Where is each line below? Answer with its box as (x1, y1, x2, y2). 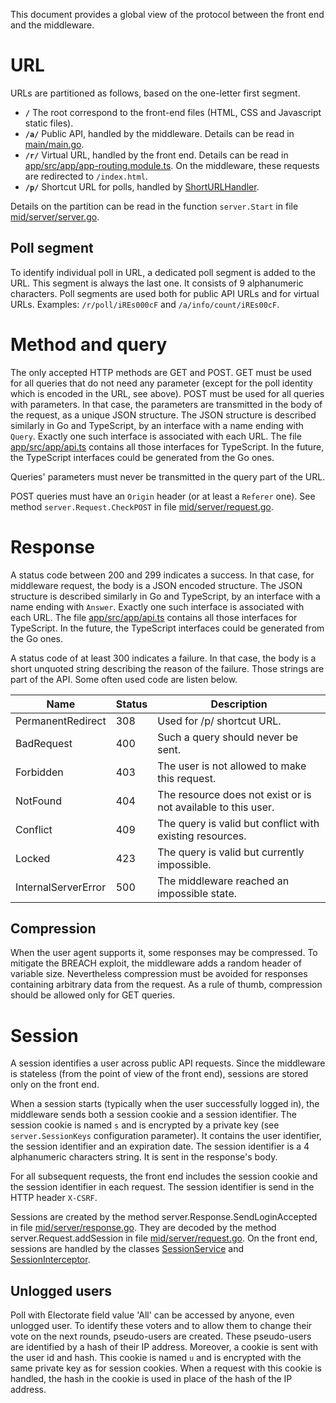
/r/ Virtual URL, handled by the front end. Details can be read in (24, 149, 289, 161)
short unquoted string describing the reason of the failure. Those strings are (10, 662, 325, 674)
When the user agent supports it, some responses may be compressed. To (10, 947, 318, 959)
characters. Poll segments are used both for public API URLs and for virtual (10, 287, 320, 299)
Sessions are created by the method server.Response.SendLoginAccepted (10, 1211, 318, 1223)
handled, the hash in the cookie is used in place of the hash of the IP (10, 1373, 293, 1385)
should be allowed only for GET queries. (10, 989, 176, 1001)
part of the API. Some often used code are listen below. (10, 673, 238, 685)
